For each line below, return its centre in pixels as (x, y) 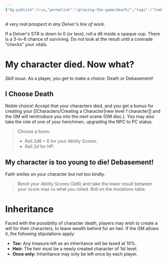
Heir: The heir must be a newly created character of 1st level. (75, 249)
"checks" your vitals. (27, 44)
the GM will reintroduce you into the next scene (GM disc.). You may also (80, 117)
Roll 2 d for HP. (40, 146)
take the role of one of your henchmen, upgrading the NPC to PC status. (79, 122)
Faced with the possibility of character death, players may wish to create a (82, 223)
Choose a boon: (34, 131)
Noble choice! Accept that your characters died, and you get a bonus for (80, 106)
